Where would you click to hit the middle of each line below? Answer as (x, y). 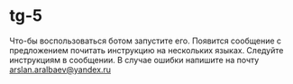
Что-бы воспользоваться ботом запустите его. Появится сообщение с (146, 41)
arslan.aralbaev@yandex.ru (60, 70)
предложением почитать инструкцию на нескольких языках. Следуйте (146, 50)
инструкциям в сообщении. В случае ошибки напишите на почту (134, 60)
